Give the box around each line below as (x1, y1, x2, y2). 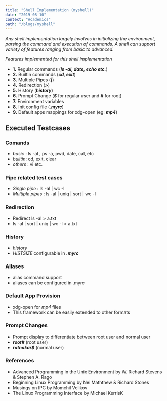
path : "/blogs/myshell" (5, 21, 56, 27)
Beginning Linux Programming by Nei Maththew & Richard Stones (12, 379, 149, 386)
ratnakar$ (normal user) (12, 344, 64, 350)
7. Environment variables (12, 98, 64, 105)
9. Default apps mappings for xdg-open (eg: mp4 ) (12, 109, 118, 115)
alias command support (12, 275, 62, 281)
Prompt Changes (5, 322, 48, 329)
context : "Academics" (5, 17, 51, 22)
